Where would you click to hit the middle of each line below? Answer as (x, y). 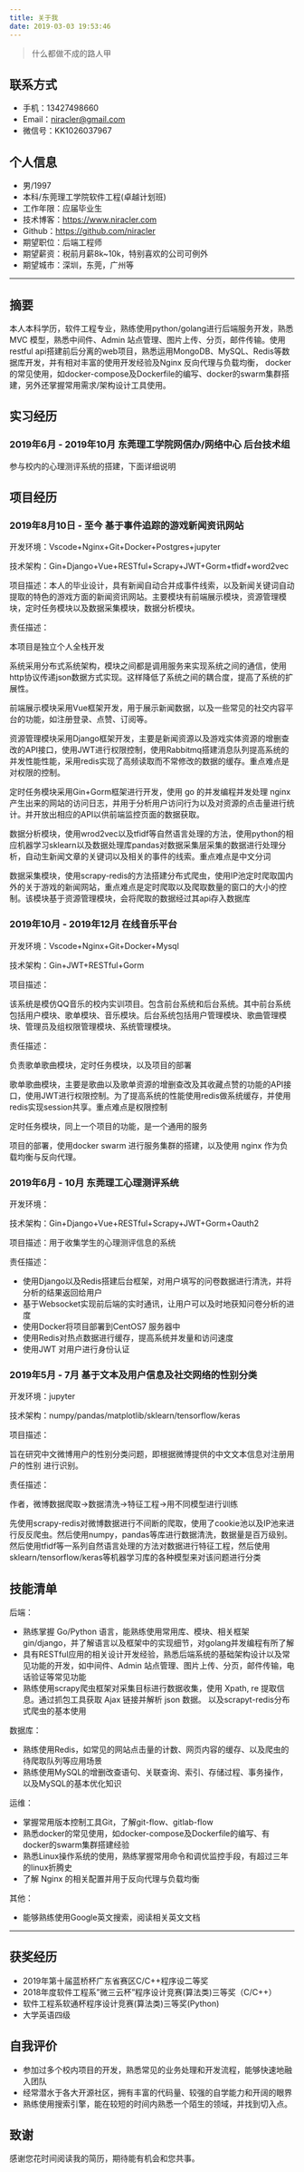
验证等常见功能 (58, 1677)
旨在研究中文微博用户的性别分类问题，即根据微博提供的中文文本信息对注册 (148, 1454)
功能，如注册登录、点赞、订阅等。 (88, 719)
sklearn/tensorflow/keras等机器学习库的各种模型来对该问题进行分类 (135, 1558)
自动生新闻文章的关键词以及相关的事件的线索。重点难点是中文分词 (148, 856)
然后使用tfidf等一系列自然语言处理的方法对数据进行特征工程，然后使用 (140, 1546)
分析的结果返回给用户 (62, 1292)
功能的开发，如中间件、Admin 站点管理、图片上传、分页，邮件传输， (158, 1666)
